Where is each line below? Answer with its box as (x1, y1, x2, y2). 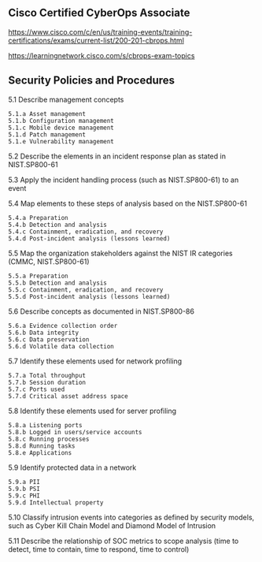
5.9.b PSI (8, 485, 41, 493)
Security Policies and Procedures (8, 74, 175, 87)
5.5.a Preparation (8, 272, 68, 280)
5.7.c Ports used (8, 385, 65, 393)
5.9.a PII (8, 478, 41, 486)
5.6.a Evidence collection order (8, 322, 118, 329)
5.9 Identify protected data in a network (8, 463, 137, 472)
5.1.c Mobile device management (8, 124, 114, 132)
